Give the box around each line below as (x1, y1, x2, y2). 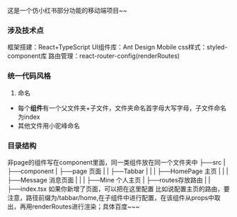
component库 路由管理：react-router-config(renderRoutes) (7, 52, 180, 60)
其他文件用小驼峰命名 (17, 121, 80, 129)
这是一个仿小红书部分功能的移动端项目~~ (7, 6, 127, 14)
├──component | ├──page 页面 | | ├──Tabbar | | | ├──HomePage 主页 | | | (7, 167, 229, 175)
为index (17, 112, 40, 121)
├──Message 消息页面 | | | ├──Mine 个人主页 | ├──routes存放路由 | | (7, 175, 211, 184)
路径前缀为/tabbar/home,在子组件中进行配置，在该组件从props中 (25, 193, 214, 201)
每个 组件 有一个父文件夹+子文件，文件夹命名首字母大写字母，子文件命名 (17, 103, 227, 112)
